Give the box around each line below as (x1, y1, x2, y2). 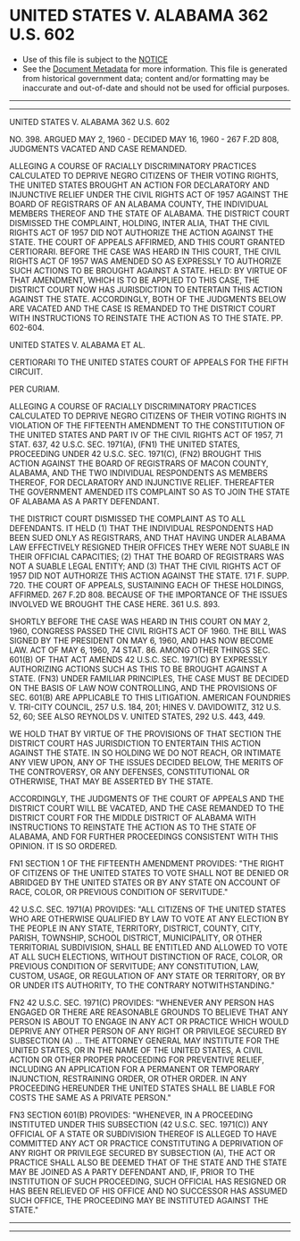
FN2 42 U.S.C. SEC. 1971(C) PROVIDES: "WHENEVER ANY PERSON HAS (9, 997, 275, 1008)
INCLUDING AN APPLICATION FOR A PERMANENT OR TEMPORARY (9, 1063, 261, 1074)
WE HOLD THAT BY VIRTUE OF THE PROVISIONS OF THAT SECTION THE (9, 728, 282, 739)
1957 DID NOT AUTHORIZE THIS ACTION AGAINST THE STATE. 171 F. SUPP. (9, 570, 290, 581)
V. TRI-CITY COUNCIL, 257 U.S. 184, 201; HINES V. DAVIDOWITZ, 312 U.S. (9, 701, 281, 712)
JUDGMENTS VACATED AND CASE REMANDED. (9, 143, 187, 154)
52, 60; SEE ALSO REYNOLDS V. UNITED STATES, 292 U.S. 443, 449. (9, 711, 266, 722)
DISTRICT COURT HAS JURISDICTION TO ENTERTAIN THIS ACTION (9, 738, 262, 748)
